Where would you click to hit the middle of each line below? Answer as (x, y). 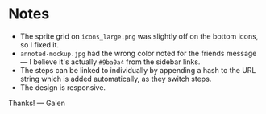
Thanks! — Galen (37, 103)
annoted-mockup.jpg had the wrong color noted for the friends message (138, 53)
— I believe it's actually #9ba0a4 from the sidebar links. (110, 62)
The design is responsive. (63, 87)
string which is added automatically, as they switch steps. (116, 79)
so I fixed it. (39, 44)
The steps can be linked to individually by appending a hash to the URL (138, 70)
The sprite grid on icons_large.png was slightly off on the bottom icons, (139, 36)
